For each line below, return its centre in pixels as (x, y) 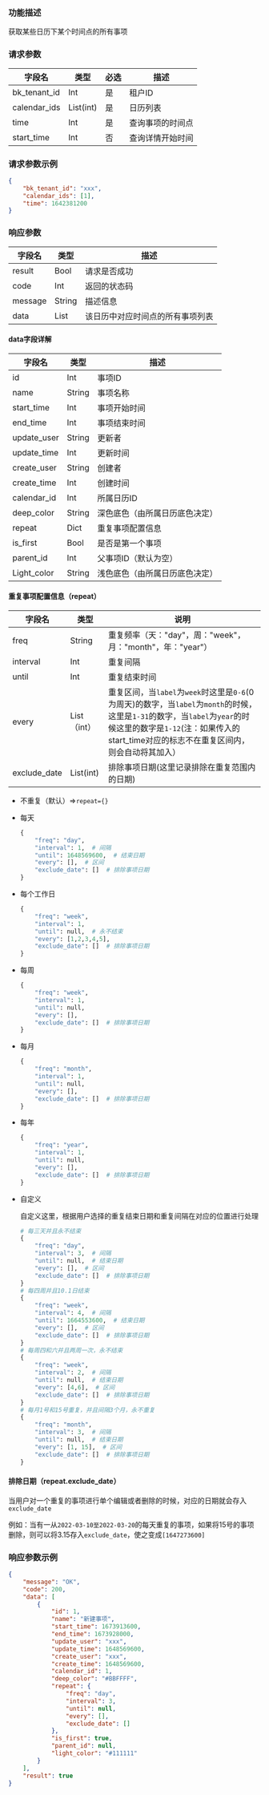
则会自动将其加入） (144, 752)
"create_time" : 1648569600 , (98, 1664)
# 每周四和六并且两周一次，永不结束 (71, 1350)
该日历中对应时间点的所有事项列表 (149, 316)
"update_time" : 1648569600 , (98, 1649)
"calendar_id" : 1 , (82, 1672)
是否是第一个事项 (129, 543)
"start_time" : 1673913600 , (96, 1627)
